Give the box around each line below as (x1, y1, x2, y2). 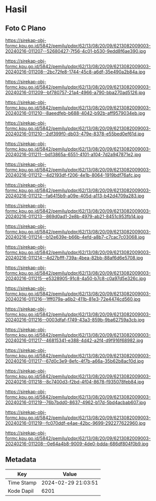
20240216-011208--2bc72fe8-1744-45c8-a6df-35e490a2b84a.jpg (5, 69, 145, 75)
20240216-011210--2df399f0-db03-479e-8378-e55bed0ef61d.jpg (5, 131, 144, 137)
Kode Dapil (8, 487, 34, 494)
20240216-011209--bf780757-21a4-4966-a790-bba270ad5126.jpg (5, 90, 145, 95)
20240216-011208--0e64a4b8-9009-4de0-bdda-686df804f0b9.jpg (5, 441, 148, 447)
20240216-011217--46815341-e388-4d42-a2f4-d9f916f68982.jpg (5, 337, 143, 343)
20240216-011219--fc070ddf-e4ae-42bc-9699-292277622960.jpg (5, 420, 146, 426)
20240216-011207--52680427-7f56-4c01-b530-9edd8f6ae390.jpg (5, 48, 146, 54)
